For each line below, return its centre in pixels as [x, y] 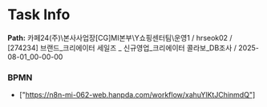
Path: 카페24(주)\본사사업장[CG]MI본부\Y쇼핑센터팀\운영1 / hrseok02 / [120, 38]
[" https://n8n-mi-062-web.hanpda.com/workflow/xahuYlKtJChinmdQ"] [137, 95]
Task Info [39, 15]
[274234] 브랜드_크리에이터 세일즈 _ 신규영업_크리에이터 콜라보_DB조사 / [122, 48]
